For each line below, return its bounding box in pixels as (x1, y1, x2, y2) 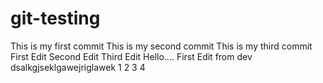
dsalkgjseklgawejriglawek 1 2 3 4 (10, 61, 146, 73)
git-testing (10, 7, 101, 30)
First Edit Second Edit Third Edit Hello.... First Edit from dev (10, 50, 253, 62)
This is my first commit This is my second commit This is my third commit (10, 40, 313, 52)
